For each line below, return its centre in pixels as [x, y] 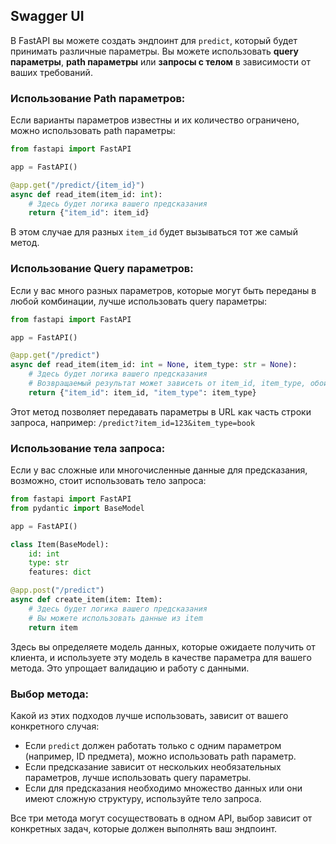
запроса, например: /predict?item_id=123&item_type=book [133, 422]
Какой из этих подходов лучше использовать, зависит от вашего [149, 715]
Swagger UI [47, 16]
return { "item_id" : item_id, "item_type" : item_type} [142, 392]
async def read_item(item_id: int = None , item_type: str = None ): [154, 365]
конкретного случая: [55, 726]
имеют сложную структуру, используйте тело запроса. [143, 798]
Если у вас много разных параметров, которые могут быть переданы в [163, 290]
